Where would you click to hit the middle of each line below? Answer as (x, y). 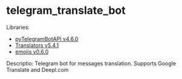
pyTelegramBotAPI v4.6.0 (47, 39)
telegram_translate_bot (66, 11)
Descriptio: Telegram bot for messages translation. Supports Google (91, 63)
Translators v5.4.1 (37, 45)
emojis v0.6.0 (32, 51)
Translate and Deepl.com (37, 69)
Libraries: (18, 27)
